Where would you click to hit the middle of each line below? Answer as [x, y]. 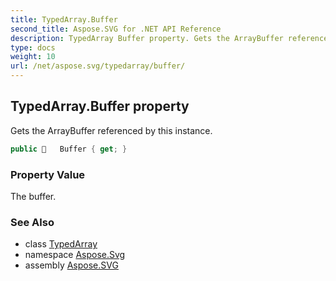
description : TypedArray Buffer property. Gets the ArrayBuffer [147, 38]
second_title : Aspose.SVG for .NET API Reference [116, 29]
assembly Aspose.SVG [71, 265]
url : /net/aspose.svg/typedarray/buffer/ [98, 66]
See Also [32, 222]
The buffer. [33, 196]
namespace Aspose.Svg [75, 255]
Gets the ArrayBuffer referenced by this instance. [111, 130]
